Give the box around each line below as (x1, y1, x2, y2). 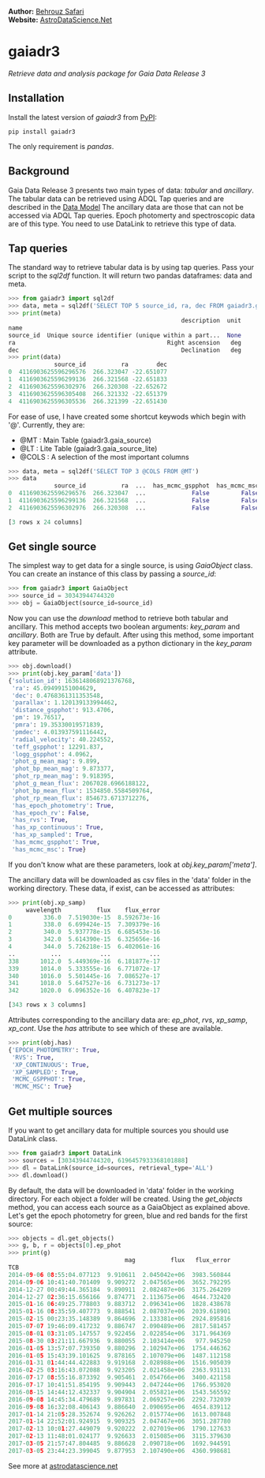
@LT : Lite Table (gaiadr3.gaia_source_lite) (19, 443, 158, 453)
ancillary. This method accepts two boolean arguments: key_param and (8, 622, 241, 632)
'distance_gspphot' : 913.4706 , (11, 706, 114, 715)
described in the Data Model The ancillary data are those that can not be (8, 202, 244, 211)
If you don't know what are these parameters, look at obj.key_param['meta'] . (8, 860, 257, 869)
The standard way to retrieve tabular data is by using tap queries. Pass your (8, 263, 255, 272)
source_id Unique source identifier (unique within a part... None (8, 331, 242, 339)
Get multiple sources (8, 1104, 113, 1118)
